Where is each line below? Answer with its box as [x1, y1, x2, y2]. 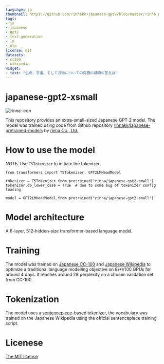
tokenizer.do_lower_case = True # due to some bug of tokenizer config [5, 183, 156, 188]
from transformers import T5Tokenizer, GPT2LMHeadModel [5, 170, 121, 175]
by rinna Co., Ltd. [44, 127, 78, 133]
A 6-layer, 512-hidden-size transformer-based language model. [5, 228, 133, 234]
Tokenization [5, 293, 59, 305]
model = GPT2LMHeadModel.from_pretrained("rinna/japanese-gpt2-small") [5, 195, 154, 200]
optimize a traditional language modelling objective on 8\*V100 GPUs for [5, 266, 151, 272]
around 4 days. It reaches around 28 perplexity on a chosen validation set [5, 271, 154, 277]
